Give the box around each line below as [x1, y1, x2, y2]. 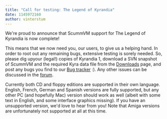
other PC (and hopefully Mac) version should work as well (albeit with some [5, 92, 161, 98]
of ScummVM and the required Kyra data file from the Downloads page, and [5, 61, 161, 67]
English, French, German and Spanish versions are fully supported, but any [5, 87, 160, 93]
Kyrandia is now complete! [5, 35, 60, 41]
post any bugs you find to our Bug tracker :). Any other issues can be [5, 66, 147, 72]
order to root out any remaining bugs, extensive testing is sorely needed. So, [5, 50, 163, 56]
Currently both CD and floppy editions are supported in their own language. [5, 81, 161, 87]
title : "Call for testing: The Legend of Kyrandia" [5, 7, 115, 12]
